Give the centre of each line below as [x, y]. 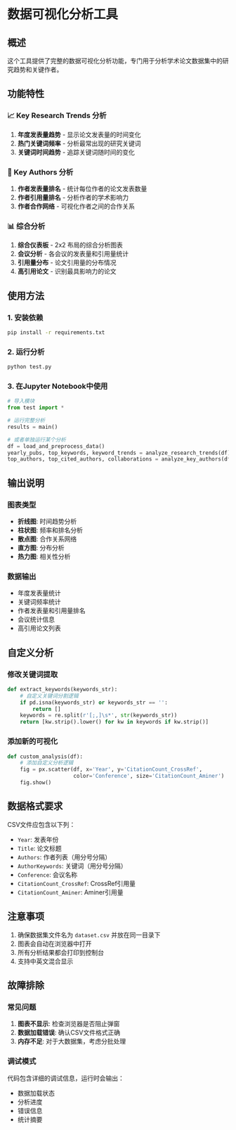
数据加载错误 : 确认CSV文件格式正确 [69, 1033]
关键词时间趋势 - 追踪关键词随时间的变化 [76, 152]
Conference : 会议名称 [47, 874]
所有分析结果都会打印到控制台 [60, 952]
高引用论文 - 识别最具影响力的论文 [67, 271]
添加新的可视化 [33, 741]
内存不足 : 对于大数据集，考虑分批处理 [72, 1041]
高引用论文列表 [39, 628]
